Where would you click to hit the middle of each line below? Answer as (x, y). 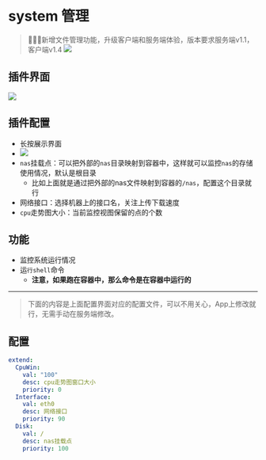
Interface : (33, 397)
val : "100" (40, 374)
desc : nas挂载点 (47, 441)
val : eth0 (39, 405)
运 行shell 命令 (42, 270)
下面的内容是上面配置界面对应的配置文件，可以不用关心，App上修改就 (142, 304)
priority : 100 (46, 448)
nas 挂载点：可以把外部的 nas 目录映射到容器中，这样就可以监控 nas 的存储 (136, 162)
